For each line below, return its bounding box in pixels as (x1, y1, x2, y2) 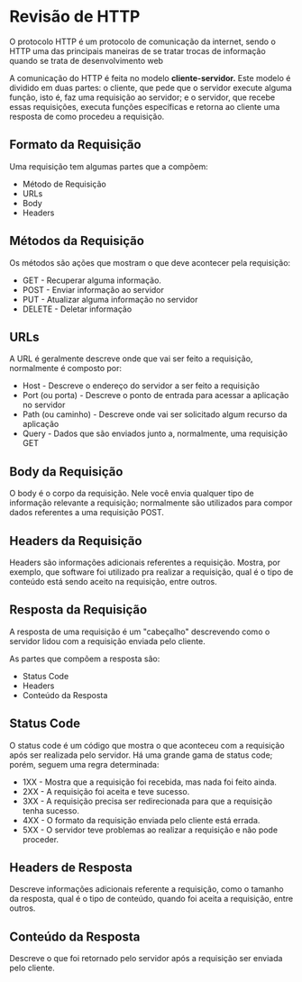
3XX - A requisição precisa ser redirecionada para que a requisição (22, 796, 273, 806)
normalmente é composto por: (9, 363, 123, 374)
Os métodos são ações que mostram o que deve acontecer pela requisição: (9, 257, 291, 268)
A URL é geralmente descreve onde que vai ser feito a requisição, (9, 353, 253, 364)
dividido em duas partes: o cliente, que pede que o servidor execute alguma (9, 82, 293, 93)
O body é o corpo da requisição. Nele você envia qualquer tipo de (9, 488, 254, 499)
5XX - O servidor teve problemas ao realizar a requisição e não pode (22, 824, 278, 835)
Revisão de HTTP (9, 6, 141, 27)
